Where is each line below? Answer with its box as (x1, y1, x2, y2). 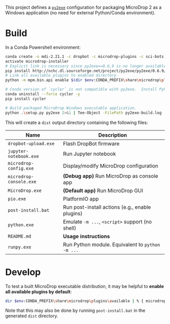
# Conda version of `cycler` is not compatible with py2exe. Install (5, 87, 157, 92)
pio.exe (8, 196, 26, 202)
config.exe (8, 165, 34, 171)
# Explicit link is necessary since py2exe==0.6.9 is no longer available (5, 63, 166, 69)
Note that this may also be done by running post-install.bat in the (5, 307, 146, 314)
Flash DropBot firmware (63, 140, 120, 147)
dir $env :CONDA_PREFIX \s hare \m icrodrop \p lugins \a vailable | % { (5, 298, 144, 304)
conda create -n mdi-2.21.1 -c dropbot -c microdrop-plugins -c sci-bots (5, 54, 164, 59)
